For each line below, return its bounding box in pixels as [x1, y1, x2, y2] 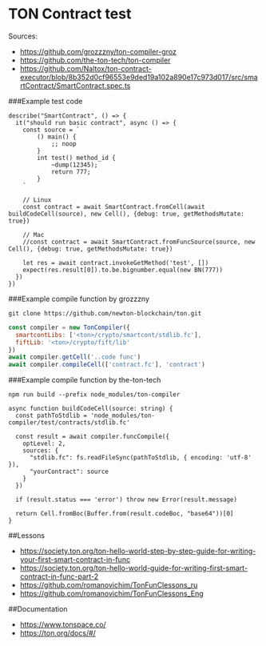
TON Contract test [8, 5, 132, 23]
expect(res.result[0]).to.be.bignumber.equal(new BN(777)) [22, 266, 224, 274]
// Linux [22, 195, 52, 204]
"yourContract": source [29, 467, 109, 476]
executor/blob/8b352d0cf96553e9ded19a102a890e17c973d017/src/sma [19, 72, 258, 82]
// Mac [22, 231, 45, 239]
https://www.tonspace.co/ [19, 620, 106, 629]
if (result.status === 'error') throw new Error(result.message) [15, 496, 238, 504]
